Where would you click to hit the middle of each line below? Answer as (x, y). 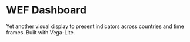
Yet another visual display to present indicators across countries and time (95, 26)
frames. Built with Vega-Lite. (41, 32)
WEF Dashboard (46, 10)
